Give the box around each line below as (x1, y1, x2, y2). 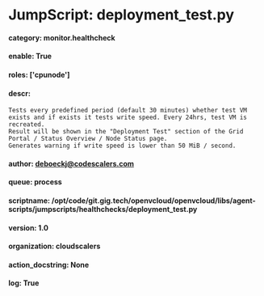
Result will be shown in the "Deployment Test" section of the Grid (8, 128, 244, 136)
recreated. (8, 121, 45, 129)
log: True (8, 278, 40, 288)
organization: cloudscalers (8, 241, 101, 252)
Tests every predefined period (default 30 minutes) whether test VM (8, 107, 248, 115)
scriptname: (8, 196, 51, 205)
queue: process (8, 177, 62, 187)
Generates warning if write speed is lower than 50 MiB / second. (8, 142, 237, 150)
